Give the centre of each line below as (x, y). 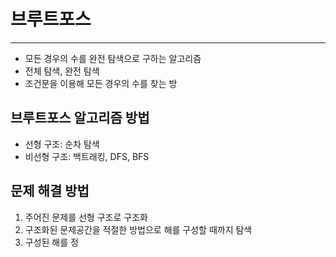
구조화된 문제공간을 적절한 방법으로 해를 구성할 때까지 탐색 (138, 229)
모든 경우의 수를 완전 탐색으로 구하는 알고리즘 (113, 58)
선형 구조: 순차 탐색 (62, 144)
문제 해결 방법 (50, 191)
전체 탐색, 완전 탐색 (62, 71)
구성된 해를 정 (51, 242)
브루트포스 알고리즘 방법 (80, 118)
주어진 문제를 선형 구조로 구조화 (86, 217)
